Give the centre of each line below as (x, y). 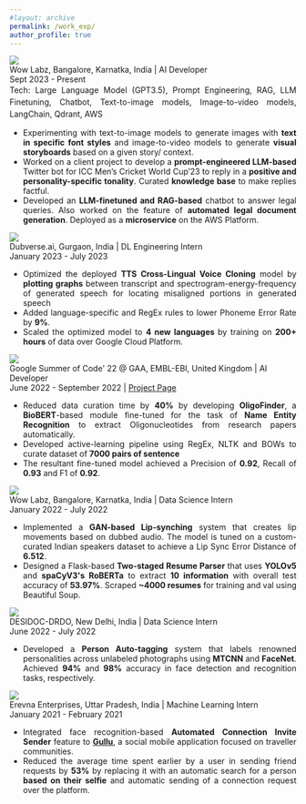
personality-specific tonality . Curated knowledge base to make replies (159, 181)
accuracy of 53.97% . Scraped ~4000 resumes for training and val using (160, 585)
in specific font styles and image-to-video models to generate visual (159, 143)
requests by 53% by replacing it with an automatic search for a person (159, 771)
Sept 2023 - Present (48, 79)
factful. (36, 191)
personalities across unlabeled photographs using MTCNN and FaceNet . (159, 659)
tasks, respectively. (59, 678)
